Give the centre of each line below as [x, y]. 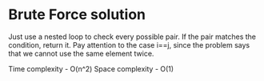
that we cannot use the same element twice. [81, 53]
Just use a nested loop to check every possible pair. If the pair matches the [132, 37]
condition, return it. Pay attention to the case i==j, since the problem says [129, 44]
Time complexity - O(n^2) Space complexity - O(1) [91, 68]
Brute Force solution [77, 15]
